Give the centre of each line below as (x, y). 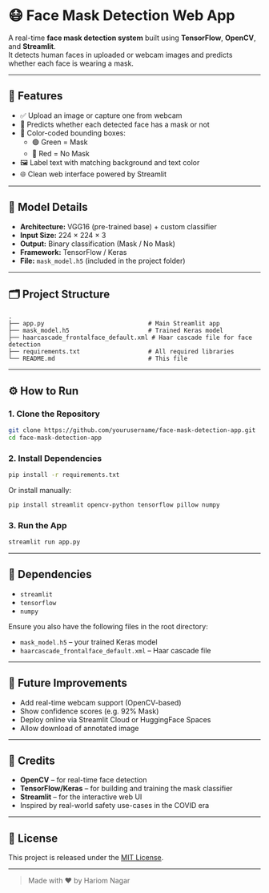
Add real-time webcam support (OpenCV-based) (100, 702)
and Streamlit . (32, 46)
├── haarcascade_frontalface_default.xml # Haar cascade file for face (130, 338)
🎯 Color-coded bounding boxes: (72, 133)
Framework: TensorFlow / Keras (73, 252)
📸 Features (36, 96)
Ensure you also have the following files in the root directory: (108, 626)
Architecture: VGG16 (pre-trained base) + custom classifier (118, 226)
